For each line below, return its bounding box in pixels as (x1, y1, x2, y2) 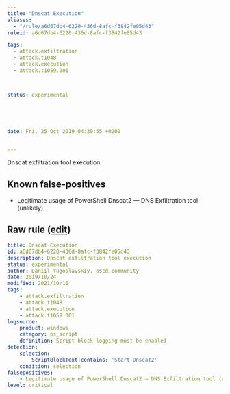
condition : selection (19, 362, 81, 370)
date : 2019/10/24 (7, 273, 57, 281)
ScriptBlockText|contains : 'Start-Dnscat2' (31, 356, 157, 363)
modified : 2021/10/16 (7, 280, 69, 287)
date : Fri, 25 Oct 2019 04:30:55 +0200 (7, 127, 121, 134)
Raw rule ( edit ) (7, 223, 71, 235)
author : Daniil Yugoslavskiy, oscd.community (7, 267, 139, 274)
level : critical (7, 382, 53, 389)
